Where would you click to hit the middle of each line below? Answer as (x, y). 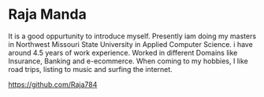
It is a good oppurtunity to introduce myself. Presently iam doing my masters (132, 36)
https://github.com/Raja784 (53, 84)
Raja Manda (47, 14)
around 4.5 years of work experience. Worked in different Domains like (123, 52)
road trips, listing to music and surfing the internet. (91, 69)
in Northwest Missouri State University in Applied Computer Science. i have (131, 44)
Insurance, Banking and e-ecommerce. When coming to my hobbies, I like (128, 61)
